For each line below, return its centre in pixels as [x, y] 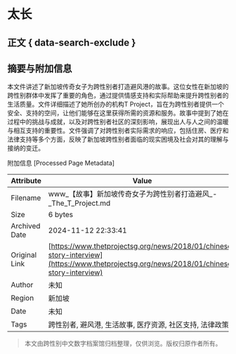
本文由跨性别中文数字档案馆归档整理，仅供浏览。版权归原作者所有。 [123, 343]
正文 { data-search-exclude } [72, 42]
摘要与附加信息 [40, 68]
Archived [26, 226]
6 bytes [61, 215]
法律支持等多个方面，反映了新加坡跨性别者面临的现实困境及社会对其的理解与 [118, 139]
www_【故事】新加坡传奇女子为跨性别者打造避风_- [133, 194]
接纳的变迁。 [26, 148]
